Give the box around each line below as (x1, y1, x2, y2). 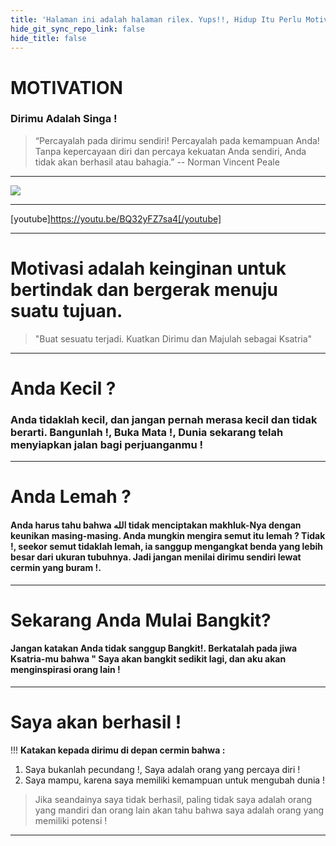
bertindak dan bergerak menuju (10, 279, 278, 301)
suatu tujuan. (10, 300, 123, 323)
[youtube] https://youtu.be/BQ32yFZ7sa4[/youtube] (10, 212, 222, 225)
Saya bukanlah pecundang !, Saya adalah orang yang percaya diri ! (24, 764, 301, 775)
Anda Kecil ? (10, 377, 117, 400)
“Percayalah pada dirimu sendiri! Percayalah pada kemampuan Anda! (34, 134, 320, 146)
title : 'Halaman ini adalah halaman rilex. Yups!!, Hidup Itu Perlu (10, 14, 302, 25)
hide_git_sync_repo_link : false (10, 24, 145, 34)
